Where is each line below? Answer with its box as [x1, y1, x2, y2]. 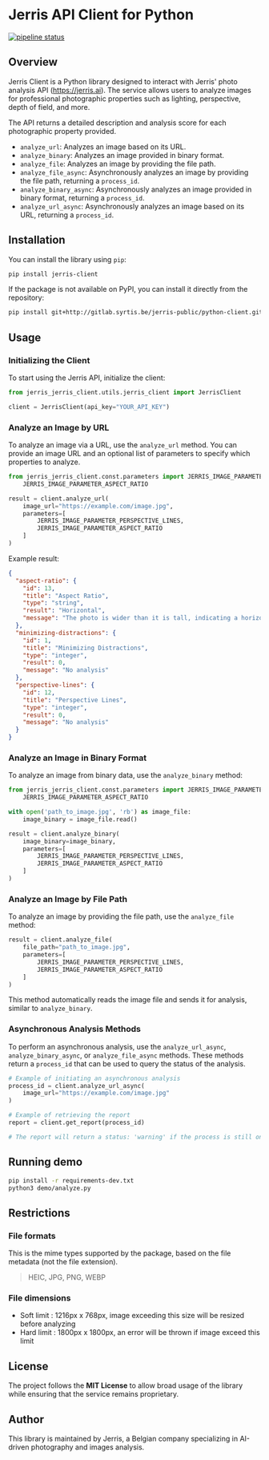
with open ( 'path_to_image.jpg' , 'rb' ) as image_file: [8, 808, 192, 816]
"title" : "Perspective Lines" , [22, 696, 127, 704]
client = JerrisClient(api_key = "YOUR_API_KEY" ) [8, 402, 171, 410]
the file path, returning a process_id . [19, 176, 140, 185]
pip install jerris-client [8, 270, 98, 278]
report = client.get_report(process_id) [8, 1118, 146, 1127]
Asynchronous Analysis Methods [8, 1024, 142, 1035]
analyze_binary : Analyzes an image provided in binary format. [19, 150, 225, 160]
